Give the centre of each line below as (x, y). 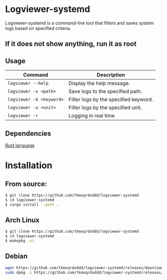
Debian (16, 256)
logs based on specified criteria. (38, 28)
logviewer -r (23, 116)
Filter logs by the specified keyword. (111, 100)
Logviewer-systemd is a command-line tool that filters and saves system (80, 23)
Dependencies (28, 133)
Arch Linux (22, 220)
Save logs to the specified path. (106, 92)
